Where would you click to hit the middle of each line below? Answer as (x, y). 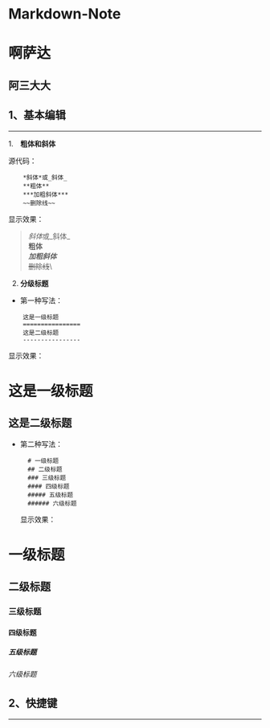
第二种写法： (41, 444)
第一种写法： (41, 300)
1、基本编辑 (37, 115)
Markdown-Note (65, 14)
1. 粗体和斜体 (32, 143)
